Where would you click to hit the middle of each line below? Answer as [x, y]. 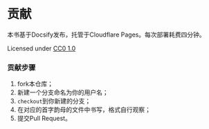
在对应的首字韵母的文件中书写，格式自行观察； [84, 110]
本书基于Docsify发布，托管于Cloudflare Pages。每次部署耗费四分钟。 [106, 34]
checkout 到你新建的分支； [54, 101]
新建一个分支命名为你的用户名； [63, 92]
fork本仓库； [35, 84]
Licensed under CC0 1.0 [42, 48]
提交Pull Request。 [44, 119]
